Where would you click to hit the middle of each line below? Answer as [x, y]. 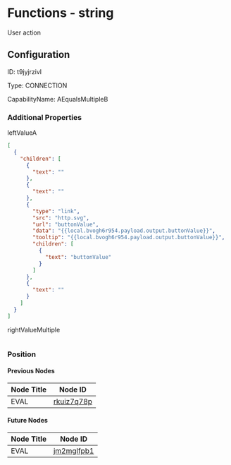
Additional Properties [45, 117]
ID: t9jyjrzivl [25, 71]
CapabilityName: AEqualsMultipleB [58, 99]
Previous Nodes [31, 371]
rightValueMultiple [34, 330]
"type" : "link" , [56, 211]
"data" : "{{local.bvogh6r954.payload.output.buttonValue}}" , [124, 231]
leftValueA [22, 133]
